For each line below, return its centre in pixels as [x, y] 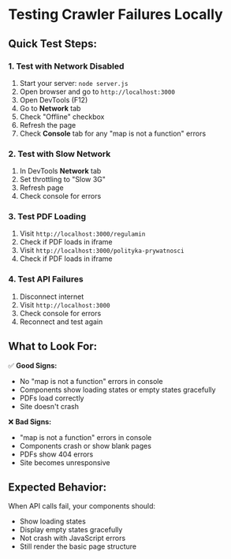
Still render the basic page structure [78, 546]
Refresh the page [48, 125]
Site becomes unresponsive [65, 462]
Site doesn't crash [49, 406]
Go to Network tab [50, 108]
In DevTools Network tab [60, 171]
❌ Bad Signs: [30, 421]
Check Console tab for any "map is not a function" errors [113, 133]
